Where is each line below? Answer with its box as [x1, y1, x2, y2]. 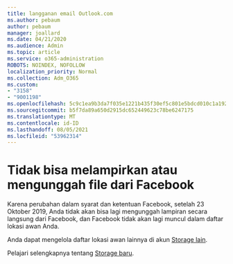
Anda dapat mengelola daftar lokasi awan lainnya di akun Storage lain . [7, 236, 208, 244]
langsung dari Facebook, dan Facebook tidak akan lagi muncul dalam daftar [7, 215, 224, 223]
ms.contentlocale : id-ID [7, 119, 79, 127]
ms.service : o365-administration [7, 55, 104, 62]
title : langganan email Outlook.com [7, 10, 113, 17]
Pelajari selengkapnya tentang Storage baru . [7, 249, 135, 257]
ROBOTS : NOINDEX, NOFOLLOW [7, 62, 85, 69]
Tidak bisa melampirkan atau [7, 162, 178, 178]
